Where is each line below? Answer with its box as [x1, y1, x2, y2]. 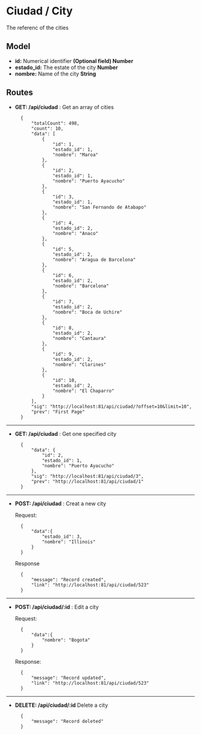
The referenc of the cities [6, 24, 69, 31]
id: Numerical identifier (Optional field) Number [14, 57, 133, 64]
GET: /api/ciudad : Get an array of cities [14, 103, 114, 110]
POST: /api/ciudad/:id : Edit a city [14, 603, 99, 610]
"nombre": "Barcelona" [53, 283, 109, 289]
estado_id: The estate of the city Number [14, 64, 118, 71]
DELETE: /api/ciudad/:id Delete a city [14, 701, 108, 709]
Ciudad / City [6, 4, 73, 18]
